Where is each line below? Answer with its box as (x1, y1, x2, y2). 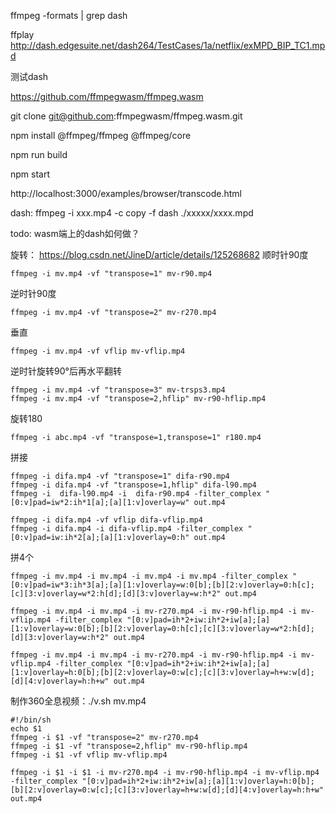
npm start (10, 168, 51, 180)
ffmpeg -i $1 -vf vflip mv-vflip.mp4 (10, 750, 168, 760)
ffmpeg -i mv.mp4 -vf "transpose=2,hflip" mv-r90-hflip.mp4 (10, 394, 267, 404)
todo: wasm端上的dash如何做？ (10, 228, 140, 239)
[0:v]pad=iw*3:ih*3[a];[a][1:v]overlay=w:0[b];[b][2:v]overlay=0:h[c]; (10, 580, 315, 590)
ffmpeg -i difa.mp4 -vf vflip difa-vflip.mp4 (10, 515, 203, 525)
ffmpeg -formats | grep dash (10, 10, 128, 21)
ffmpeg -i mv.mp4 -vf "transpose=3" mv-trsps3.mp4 (10, 385, 226, 395)
